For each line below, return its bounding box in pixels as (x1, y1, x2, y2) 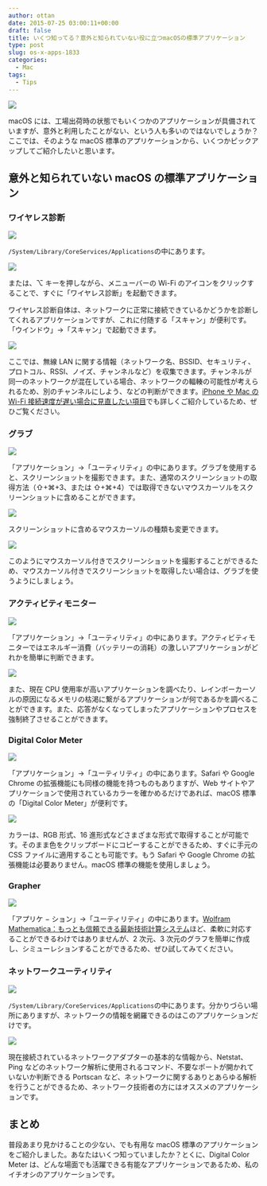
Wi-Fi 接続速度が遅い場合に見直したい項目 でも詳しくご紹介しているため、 (8, 397, 250, 406)
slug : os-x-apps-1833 (8, 49, 80, 56)
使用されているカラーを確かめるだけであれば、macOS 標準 (63, 788, 257, 798)
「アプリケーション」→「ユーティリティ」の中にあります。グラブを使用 (8, 463, 243, 472)
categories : (8, 56, 48, 64)
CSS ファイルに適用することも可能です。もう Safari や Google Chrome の (8, 850, 249, 860)
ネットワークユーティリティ (8, 966, 114, 977)
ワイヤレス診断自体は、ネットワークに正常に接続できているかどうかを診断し (8, 305, 259, 315)
